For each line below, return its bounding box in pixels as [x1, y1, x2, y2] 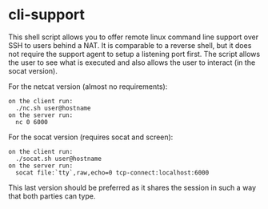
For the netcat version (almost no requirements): [8, 82, 168, 91]
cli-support [8, 6, 86, 24]
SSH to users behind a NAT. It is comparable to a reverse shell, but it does [8, 40, 252, 50]
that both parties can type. [8, 191, 96, 201]
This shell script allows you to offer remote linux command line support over [8, 32, 258, 42]
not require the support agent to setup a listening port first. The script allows [8, 49, 261, 58]
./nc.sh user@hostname [15, 104, 91, 112]
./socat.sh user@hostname [15, 155, 102, 163]
